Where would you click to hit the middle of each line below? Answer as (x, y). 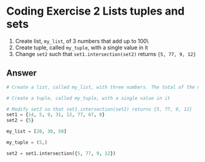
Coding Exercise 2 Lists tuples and (95, 11)
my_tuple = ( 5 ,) (27, 143)
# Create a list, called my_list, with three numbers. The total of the (101, 87)
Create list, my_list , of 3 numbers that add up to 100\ (82, 41)
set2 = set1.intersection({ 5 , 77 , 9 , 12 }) (61, 153)
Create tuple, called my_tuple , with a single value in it (81, 48)
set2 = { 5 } (20, 121)
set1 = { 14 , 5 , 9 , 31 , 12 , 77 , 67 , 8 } (56, 115)
